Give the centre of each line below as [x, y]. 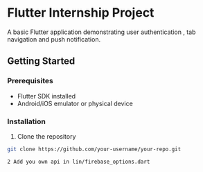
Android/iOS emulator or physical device [75, 103]
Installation [27, 121]
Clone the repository [46, 136]
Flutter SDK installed [46, 96]
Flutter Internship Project [81, 13]
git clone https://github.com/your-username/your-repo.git [94, 149]
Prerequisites [30, 81]
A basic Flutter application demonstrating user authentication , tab [101, 32]
